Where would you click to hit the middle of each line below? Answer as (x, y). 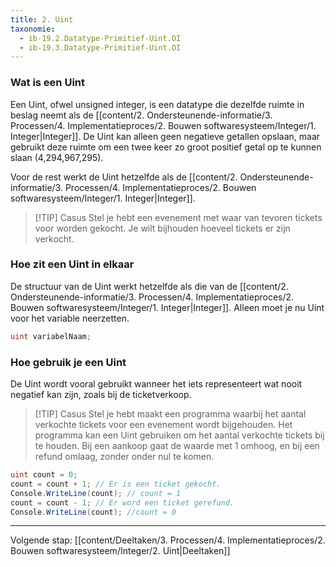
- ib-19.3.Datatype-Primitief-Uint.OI (100, 47)
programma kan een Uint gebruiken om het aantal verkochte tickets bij (179, 435)
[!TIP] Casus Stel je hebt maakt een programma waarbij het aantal (170, 414)
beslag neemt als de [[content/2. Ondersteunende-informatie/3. (141, 115)
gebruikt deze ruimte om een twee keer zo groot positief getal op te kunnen (166, 147)
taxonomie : (33, 29)
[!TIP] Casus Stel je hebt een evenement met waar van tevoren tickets (178, 217)
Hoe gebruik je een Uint (68, 362)
